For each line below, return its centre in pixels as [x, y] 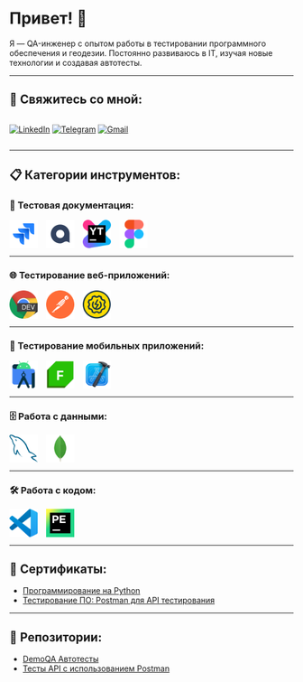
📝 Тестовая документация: [72, 205]
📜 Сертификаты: [58, 570]
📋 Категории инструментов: [95, 175]
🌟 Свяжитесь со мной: [76, 100]
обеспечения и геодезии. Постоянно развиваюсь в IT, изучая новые [141, 52]
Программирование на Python [81, 591]
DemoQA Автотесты [60, 659]
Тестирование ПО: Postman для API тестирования [119, 601]
